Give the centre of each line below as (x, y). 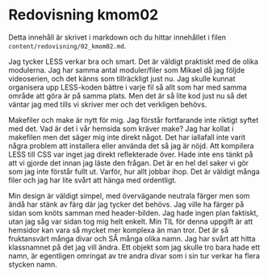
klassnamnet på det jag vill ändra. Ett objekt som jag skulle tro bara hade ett (134, 247)
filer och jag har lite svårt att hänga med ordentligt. (93, 180)
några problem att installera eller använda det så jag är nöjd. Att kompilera (131, 145)
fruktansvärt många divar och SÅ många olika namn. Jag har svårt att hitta (132, 238)
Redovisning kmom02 (84, 15)
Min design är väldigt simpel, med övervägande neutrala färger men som (129, 195)
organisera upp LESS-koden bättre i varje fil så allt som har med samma (128, 87)
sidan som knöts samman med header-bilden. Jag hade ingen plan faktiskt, (133, 212)
